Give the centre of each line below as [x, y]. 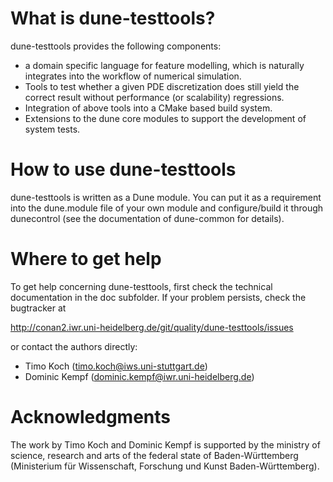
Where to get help [86, 259]
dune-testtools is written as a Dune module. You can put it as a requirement [166, 197]
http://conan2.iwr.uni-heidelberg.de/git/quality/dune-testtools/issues [152, 327]
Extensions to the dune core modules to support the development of [165, 118]
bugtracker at [38, 308]
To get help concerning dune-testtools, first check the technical [141, 286]
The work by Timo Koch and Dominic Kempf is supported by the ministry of [165, 444]
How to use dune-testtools [123, 169]
